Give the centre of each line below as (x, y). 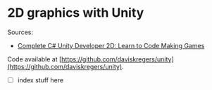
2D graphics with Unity (76, 13)
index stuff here (40, 80)
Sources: (20, 32)
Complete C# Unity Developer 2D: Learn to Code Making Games (111, 45)
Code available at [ (35, 59)
